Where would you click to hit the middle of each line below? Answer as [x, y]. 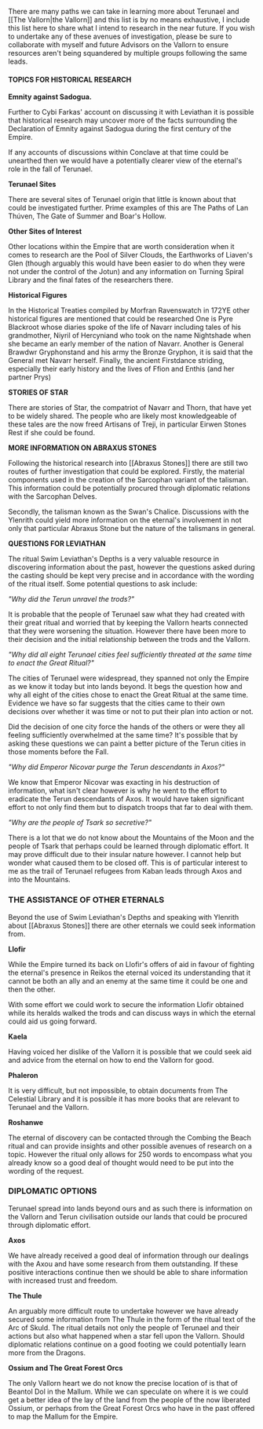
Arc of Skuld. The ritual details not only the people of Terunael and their [124, 1328]
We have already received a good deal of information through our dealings [129, 1255]
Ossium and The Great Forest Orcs [66, 1368]
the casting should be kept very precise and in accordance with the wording [131, 576]
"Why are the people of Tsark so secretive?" [80, 823]
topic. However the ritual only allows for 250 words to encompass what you [130, 1154]
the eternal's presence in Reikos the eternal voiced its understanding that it [130, 973]
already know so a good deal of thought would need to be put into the [121, 1163]
